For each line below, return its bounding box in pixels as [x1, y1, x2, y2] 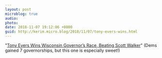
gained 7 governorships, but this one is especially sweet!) [5, 47, 120, 53]
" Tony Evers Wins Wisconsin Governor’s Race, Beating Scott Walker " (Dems [5, 43, 157, 48]
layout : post [5, 7, 32, 12]
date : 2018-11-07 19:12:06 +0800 [5, 25, 73, 30]
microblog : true [5, 12, 38, 16]
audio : [5, 16, 18, 21]
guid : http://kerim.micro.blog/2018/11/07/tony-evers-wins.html [5, 29, 138, 34]
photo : [5, 20, 18, 25]
